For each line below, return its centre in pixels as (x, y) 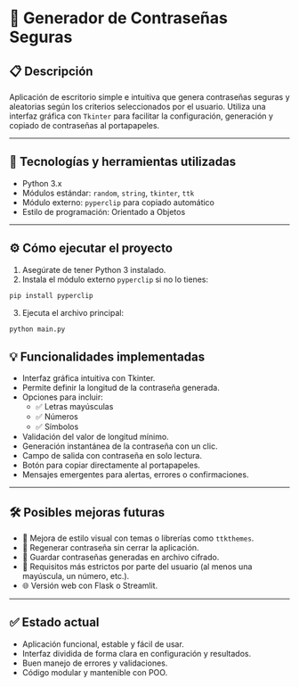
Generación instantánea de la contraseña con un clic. (120, 446)
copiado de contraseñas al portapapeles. (85, 125)
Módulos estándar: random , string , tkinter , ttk (108, 193)
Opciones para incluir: (63, 397)
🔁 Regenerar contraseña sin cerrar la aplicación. (110, 547)
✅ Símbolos (57, 426)
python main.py (37, 329)
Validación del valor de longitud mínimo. (95, 437)
